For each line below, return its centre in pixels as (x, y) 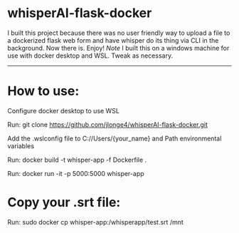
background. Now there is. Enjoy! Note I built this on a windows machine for (118, 48)
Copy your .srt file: (64, 203)
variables (21, 146)
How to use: (43, 91)
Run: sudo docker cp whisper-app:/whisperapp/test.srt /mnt (95, 222)
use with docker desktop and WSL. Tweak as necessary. (90, 56)
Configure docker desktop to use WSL (63, 110)
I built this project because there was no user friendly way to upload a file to (119, 33)
